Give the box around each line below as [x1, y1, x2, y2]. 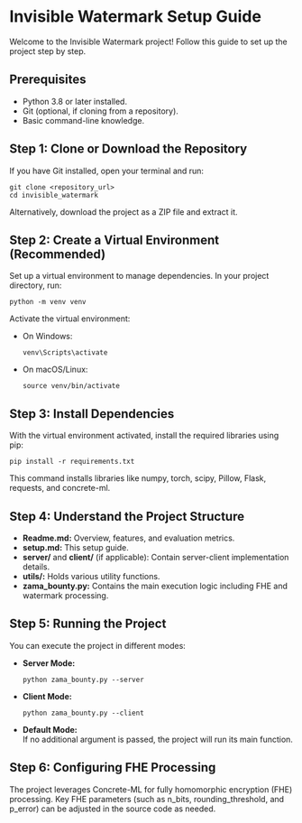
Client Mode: [22, 690, 72, 701]
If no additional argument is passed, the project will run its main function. [22, 734, 293, 744]
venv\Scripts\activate [22, 348, 108, 357]
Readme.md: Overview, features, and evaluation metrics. [22, 532, 235, 543]
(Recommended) [9, 246, 106, 262]
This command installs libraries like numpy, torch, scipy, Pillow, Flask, [9, 473, 267, 484]
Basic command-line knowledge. [22, 115, 145, 125]
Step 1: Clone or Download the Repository [9, 142, 248, 157]
